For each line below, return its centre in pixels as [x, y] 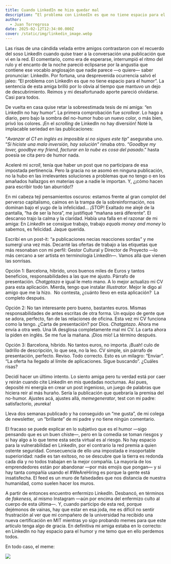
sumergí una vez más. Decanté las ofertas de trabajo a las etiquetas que [81, 244]
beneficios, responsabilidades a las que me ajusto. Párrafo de [70, 276]
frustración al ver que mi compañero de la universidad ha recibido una [79, 515]
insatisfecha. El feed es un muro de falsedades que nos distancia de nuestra [86, 478]
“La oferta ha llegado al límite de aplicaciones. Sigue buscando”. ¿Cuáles [82, 361]
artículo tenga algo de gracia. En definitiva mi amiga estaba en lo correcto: [83, 526]
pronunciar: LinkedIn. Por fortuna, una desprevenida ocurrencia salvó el [81, 75]
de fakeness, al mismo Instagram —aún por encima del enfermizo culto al [83, 499]
